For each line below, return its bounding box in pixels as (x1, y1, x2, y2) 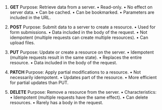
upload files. (9, 40, 35, 46)
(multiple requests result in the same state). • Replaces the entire (9, 55, 142, 60)
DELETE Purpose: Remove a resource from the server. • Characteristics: (9, 89, 157, 95)
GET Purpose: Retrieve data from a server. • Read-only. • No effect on (9, 4, 153, 10)
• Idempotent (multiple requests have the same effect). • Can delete (9, 94, 148, 100)
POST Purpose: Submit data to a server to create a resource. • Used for (9, 24, 156, 30)
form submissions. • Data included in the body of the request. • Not (9, 29, 148, 35)
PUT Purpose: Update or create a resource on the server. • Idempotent (9, 49, 154, 55)
